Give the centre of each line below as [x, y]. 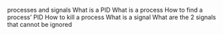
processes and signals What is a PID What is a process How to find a [105, 10]
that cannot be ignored [40, 24]
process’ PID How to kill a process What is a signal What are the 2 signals [111, 17]
